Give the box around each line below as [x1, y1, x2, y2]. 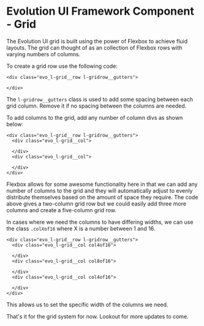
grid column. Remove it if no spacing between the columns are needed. [6, 102, 187, 109]
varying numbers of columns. [6, 50, 81, 57]
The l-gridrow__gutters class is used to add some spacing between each [6, 95, 193, 103]
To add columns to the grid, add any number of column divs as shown [6, 114, 183, 121]
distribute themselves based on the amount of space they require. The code [6, 193, 198, 201]
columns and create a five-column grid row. [6, 206, 116, 213]
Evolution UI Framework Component [6, 4, 194, 18]
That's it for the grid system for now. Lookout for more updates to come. [6, 313, 189, 320]
